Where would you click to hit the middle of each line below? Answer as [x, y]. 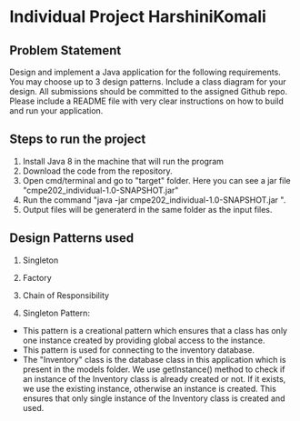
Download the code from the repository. [97, 171]
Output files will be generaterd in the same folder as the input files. [147, 209]
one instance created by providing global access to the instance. [144, 340]
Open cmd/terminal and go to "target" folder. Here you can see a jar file [156, 180]
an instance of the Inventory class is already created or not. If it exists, [154, 378]
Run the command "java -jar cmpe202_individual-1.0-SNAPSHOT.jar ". [154, 200]
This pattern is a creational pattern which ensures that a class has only [155, 330]
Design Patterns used [72, 238]
